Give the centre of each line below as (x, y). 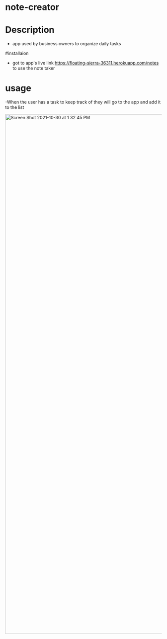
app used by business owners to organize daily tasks (67, 44)
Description (30, 30)
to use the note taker (34, 68)
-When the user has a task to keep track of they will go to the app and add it (83, 102)
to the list (15, 107)
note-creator (32, 7)
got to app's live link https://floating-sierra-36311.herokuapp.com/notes (85, 63)
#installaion (17, 53)
